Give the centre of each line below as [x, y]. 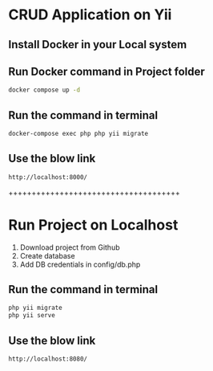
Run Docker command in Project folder [107, 71]
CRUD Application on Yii [90, 15]
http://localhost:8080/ [48, 359]
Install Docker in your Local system [98, 45]
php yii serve [32, 316]
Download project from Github [70, 247]
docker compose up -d [44, 90]
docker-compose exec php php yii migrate [78, 134]
